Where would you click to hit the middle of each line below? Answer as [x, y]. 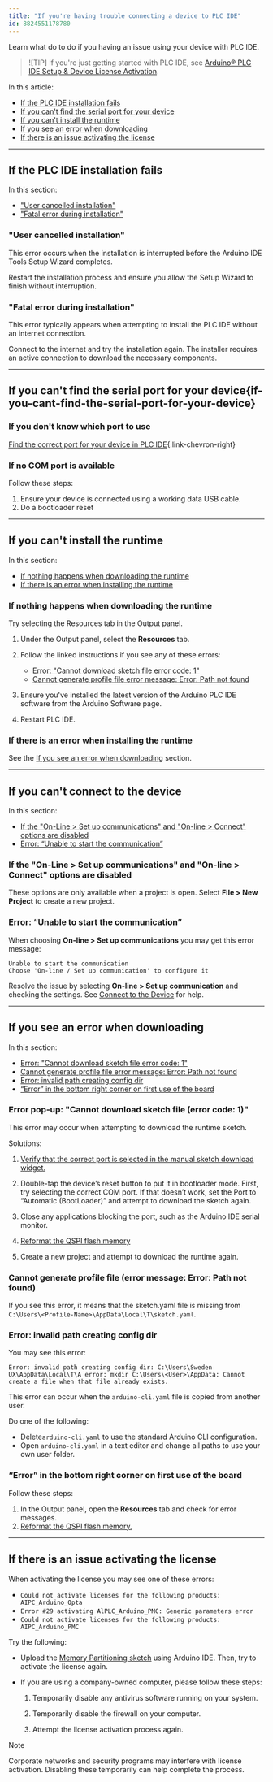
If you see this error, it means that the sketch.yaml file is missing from [125, 1306]
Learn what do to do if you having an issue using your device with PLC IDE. [134, 46]
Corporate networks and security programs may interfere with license [125, 1761]
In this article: [31, 87]
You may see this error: [48, 1353]
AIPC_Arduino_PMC [50, 1627]
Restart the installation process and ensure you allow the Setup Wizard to [131, 277]
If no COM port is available [62, 466]
